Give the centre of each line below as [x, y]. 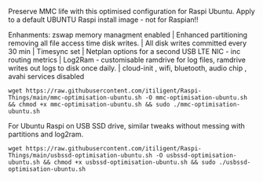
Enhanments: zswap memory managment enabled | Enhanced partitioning [128, 35]
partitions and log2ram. [46, 134]
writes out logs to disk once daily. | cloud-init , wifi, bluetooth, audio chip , [128, 68]
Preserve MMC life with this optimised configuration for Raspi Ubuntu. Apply [131, 11]
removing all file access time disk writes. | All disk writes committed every [128, 43]
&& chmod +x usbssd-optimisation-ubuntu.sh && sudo [129, 162]
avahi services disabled [46, 76]
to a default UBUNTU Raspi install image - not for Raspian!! [103, 20]
